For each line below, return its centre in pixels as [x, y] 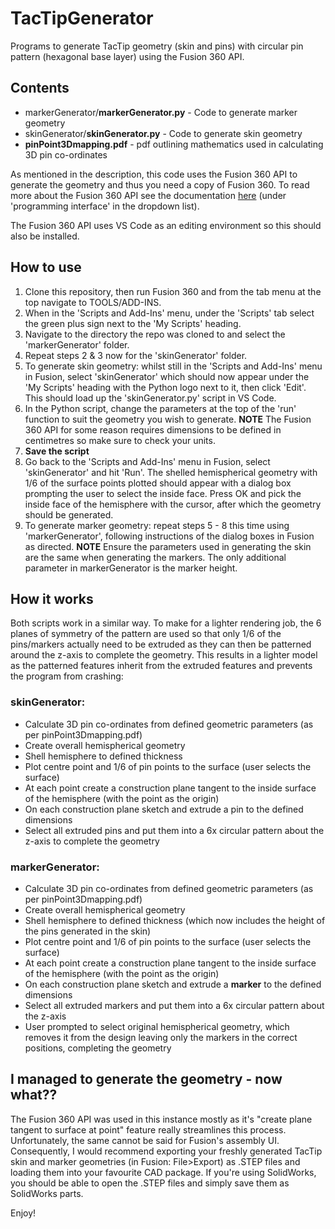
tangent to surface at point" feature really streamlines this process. [148, 1129]
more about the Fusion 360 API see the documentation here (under [148, 195]
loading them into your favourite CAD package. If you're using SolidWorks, [163, 1172]
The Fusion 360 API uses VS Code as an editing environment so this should [166, 225]
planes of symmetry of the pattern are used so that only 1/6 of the [146, 634]
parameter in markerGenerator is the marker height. [131, 568]
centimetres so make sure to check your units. [120, 440]
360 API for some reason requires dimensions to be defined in [153, 429]
